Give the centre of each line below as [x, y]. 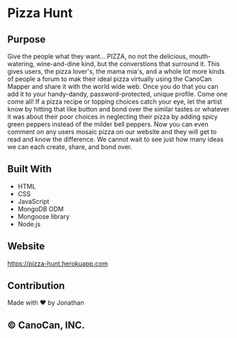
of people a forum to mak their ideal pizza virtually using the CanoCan [110, 79]
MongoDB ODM [40, 209]
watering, [21, 64]
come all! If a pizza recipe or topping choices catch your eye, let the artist [115, 102]
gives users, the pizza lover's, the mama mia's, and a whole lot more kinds [116, 71]
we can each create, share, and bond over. [70, 147]
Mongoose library [43, 216]
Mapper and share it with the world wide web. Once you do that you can [113, 86]
